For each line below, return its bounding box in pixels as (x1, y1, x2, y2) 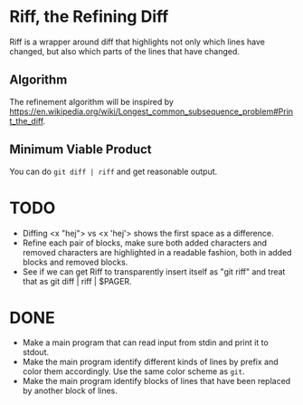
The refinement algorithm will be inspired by (9, 96, 175, 107)
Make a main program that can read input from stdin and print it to (22, 337, 269, 348)
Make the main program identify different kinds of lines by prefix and (22, 356, 279, 368)
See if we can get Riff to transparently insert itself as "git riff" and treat (22, 265, 286, 277)
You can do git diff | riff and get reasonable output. (9, 166, 218, 177)
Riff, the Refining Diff (9, 6, 169, 27)
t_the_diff (9, 115, 43, 126)
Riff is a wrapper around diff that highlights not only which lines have (9, 36, 265, 47)
